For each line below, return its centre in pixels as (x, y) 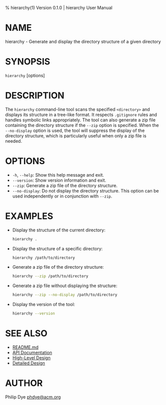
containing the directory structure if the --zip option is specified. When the (82, 125)
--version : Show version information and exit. (59, 180)
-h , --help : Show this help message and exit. (58, 175)
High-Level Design (31, 358)
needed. (14, 141)
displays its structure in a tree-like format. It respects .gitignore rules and (81, 114)
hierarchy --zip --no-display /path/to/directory (65, 295)
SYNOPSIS (28, 62)
